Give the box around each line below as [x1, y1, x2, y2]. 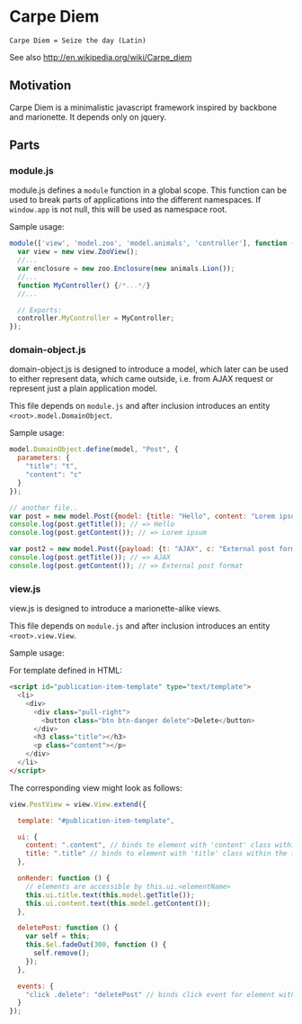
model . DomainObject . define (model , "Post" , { [9, 445, 179, 454]
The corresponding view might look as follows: [9, 782, 182, 793]
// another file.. [9, 503, 78, 512]
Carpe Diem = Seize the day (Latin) [9, 36, 147, 45]
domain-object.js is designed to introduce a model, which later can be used [9, 364, 289, 375]
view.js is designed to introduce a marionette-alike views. [9, 603, 222, 614]
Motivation [9, 78, 72, 94]
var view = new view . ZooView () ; [17, 248, 139, 257]
